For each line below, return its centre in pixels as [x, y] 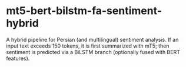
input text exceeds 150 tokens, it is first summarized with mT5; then [88, 46]
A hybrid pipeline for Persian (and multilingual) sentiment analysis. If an [92, 39]
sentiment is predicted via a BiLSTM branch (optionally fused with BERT [93, 52]
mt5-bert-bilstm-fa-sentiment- [84, 11]
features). [18, 58]
